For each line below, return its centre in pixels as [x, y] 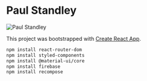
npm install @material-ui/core [45, 61]
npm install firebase [33, 67]
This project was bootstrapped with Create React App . [74, 38]
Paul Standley [42, 10]
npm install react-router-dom [44, 49]
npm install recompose [35, 72]
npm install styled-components [45, 55]
